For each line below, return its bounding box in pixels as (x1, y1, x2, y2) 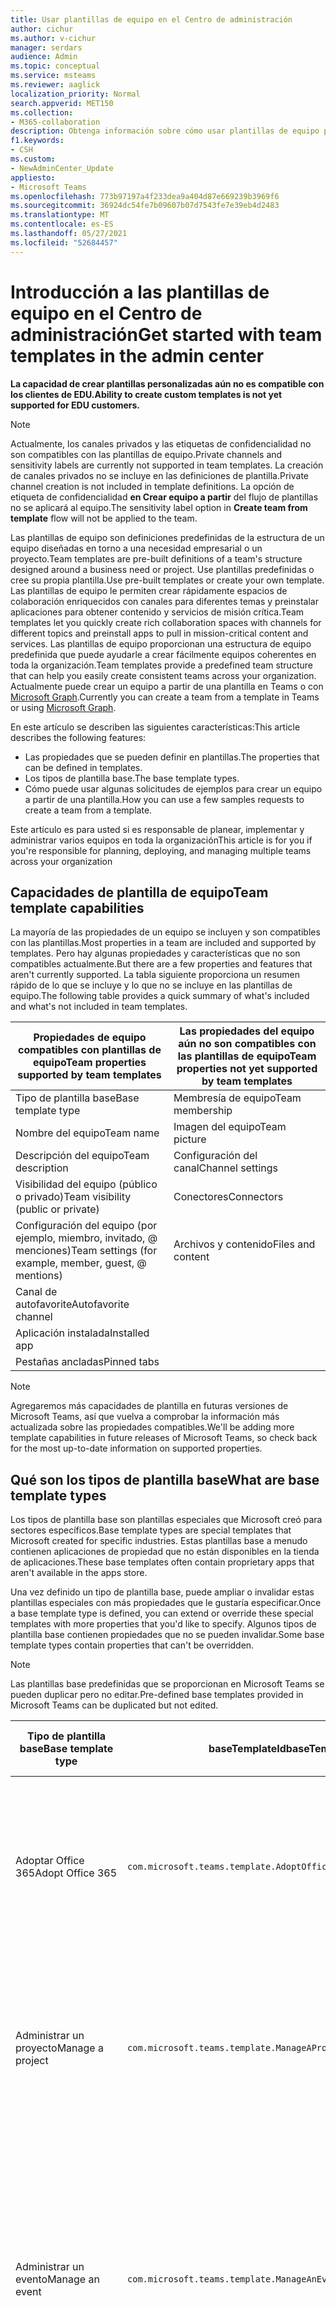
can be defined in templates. (24, 761, 143, 773)
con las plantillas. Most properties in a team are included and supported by (10, 937, 317, 949)
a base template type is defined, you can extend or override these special (10, 1607, 314, 1620)
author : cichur (10, 24, 74, 34)
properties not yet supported (176, 1062, 318, 1076)
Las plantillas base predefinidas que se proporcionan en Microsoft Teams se (10, 1678, 325, 1690)
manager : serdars (10, 42, 83, 53)
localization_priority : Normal (10, 89, 141, 99)
